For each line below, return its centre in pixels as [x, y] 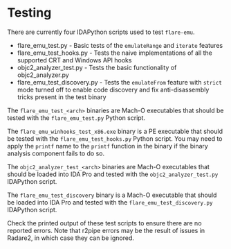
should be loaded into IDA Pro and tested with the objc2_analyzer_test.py [113, 174]
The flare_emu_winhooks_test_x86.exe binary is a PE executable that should [115, 131]
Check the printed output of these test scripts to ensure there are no [104, 223]
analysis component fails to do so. [56, 153]
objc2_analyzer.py [43, 75]
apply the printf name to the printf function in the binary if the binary [108, 146]
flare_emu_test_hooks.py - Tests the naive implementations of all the [115, 53]
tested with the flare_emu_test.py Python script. [76, 118]
